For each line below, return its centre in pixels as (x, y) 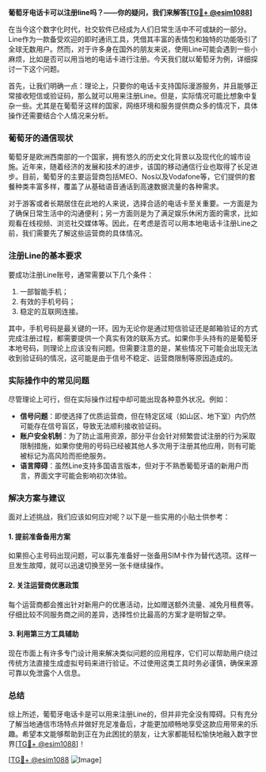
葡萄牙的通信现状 (41, 138)
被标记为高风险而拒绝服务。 (65, 455)
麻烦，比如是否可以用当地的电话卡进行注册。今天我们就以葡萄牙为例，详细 (129, 59)
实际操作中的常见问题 (49, 380)
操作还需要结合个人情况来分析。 (60, 115)
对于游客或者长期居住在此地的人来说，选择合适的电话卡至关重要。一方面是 (129, 204)
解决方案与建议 (37, 497)
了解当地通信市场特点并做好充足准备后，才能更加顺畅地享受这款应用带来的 (129, 724)
